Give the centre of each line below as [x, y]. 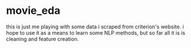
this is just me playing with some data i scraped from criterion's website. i [95, 27]
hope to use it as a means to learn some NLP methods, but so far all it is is [96, 32]
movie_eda [33, 11]
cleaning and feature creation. [43, 39]
